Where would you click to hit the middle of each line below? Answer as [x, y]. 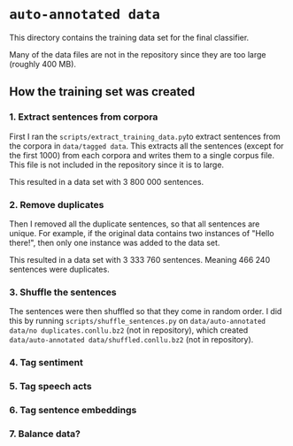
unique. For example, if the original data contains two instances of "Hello [142, 233]
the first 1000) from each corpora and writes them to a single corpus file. [142, 155]
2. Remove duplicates [57, 204]
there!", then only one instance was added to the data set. [115, 242]
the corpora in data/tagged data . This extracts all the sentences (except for [146, 146]
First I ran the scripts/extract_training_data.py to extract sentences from [145, 136]
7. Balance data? [45, 434]
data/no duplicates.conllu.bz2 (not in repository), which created [129, 330]
